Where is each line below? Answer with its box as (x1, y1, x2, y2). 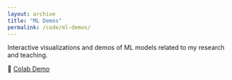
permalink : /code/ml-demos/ (7, 24, 91, 31)
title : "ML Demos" (7, 17, 62, 24)
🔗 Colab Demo (7, 65, 50, 74)
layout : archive (7, 10, 56, 18)
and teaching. (7, 51, 48, 59)
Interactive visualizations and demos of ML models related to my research (7, 44, 225, 52)
